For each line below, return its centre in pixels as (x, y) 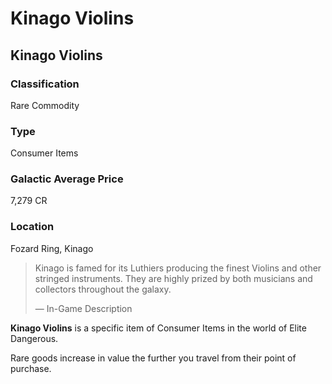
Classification (45, 84)
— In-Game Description (83, 308)
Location (32, 227)
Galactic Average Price (67, 179)
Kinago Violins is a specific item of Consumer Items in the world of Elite (158, 328)
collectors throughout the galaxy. (103, 289)
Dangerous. (34, 338)
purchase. (31, 368)
